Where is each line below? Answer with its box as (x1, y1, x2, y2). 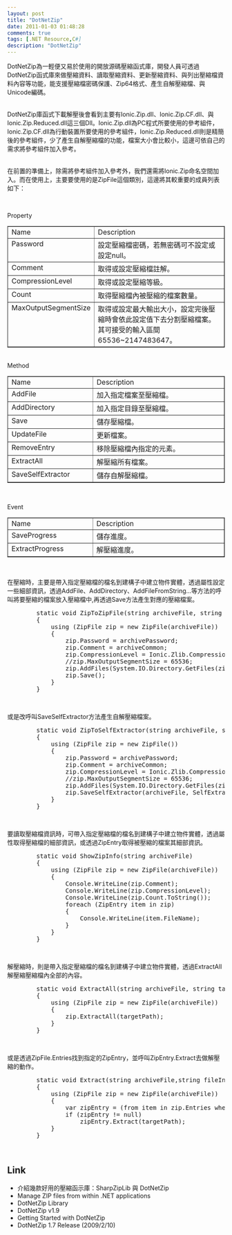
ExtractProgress (11, 544, 64, 554)
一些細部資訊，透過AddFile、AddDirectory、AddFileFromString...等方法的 (7, 587, 216, 595)
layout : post (7, 10, 45, 17)
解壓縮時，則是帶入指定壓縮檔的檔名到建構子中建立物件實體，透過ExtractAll (7, 962, 222, 971)
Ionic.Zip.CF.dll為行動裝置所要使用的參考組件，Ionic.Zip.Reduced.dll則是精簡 (7, 127, 224, 136)
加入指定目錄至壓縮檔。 (96, 404, 173, 413)
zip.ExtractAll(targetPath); (65, 1013, 164, 1021)
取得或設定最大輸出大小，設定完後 (97, 304, 209, 313)
